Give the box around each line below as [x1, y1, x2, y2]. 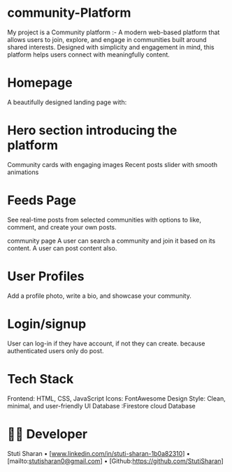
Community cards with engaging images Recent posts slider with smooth [7, 160, 218, 169]
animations [7, 168, 39, 176]
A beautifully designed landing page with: [7, 98, 127, 106]
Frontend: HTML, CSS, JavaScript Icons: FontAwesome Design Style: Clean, [7, 394, 226, 403]
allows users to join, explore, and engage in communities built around [7, 35, 208, 43]
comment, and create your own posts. [7, 222, 117, 231]
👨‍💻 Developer [7, 426, 88, 442]
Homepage [7, 75, 73, 91]
